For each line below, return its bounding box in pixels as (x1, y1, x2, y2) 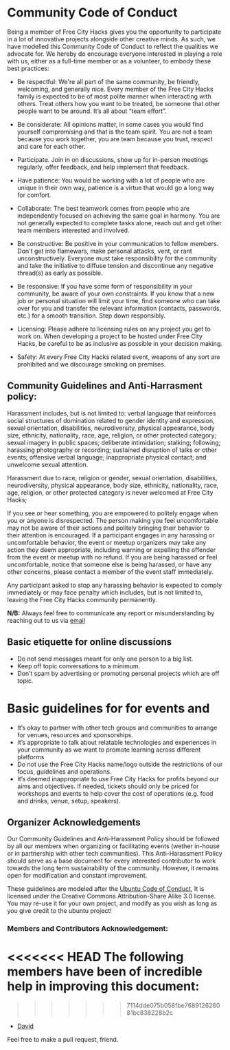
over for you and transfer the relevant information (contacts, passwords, (16, 304, 222, 312)
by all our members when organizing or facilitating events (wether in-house (7, 842, 220, 850)
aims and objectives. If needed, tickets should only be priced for (16, 782, 199, 790)
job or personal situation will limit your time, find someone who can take (16, 296, 221, 305)
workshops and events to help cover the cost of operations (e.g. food (16, 789, 214, 797)
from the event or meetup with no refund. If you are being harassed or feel (7, 553, 218, 561)
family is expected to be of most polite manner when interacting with (16, 92, 211, 101)
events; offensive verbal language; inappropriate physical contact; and (7, 453, 207, 461)
